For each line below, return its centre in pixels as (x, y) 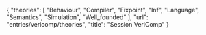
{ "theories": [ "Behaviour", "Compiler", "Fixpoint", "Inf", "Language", (103, 10)
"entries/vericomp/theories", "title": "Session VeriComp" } (88, 24)
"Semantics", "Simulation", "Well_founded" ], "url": (77, 17)
